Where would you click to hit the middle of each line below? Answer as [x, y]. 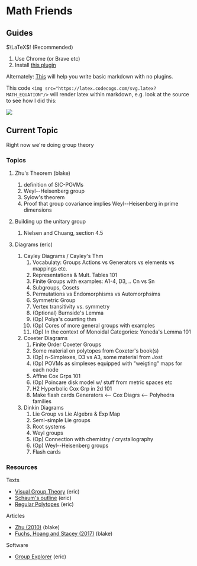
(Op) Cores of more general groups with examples [93, 326]
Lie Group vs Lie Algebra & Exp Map [76, 414]
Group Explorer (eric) [41, 556]
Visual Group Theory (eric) [47, 492]
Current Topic [32, 131]
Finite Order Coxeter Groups [67, 345]
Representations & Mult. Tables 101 [75, 275]
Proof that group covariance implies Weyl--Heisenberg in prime [101, 204]
